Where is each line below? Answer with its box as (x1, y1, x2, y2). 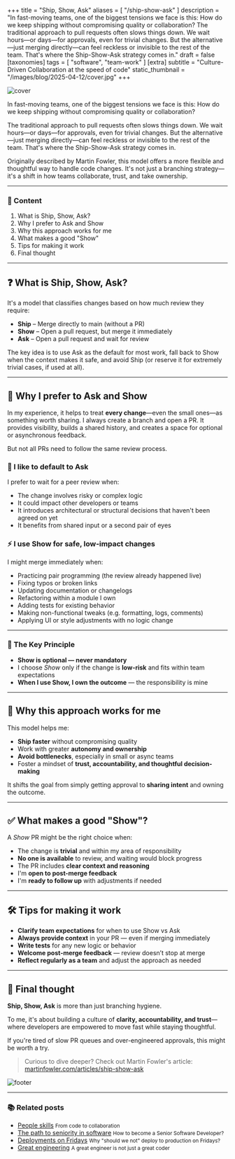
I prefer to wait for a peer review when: (7, 478, 120, 486)
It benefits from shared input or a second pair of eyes (17, 521, 171, 529)
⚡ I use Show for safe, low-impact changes (7, 539, 155, 549)
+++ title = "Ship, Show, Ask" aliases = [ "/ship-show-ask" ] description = (7, 6, 220, 14)
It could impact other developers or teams (17, 499, 138, 507)
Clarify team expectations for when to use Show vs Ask (17, 926, 180, 935)
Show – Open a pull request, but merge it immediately (17, 327, 173, 335)
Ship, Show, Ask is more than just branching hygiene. (7, 1001, 162, 1011)
